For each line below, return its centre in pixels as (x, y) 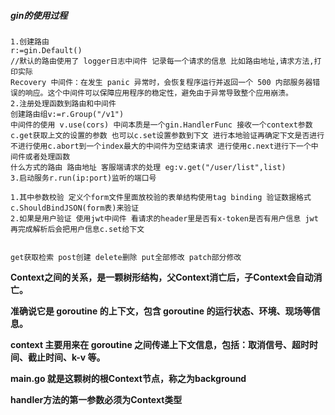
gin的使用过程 (39, 15)
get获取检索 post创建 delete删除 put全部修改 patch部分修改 (126, 257)
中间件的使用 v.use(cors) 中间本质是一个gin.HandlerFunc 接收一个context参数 (161, 125)
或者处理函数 (47, 156)
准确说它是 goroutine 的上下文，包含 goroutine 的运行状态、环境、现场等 (161, 311)
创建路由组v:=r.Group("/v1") (67, 114)
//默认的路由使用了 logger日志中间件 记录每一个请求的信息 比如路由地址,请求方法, (162, 61)
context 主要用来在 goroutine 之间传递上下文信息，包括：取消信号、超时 (160, 344)
